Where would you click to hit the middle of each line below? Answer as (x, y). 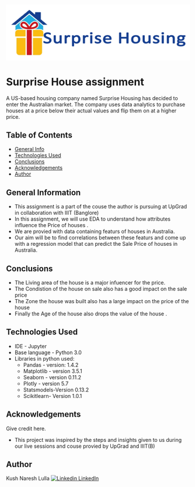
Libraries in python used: (44, 358)
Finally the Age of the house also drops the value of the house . (91, 313)
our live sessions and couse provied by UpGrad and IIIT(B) (85, 446)
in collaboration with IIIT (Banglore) (57, 213)
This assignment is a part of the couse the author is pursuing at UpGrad (101, 207)
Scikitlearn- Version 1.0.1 (53, 396)
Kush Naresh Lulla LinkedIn (53, 478)
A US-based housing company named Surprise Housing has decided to (92, 98)
